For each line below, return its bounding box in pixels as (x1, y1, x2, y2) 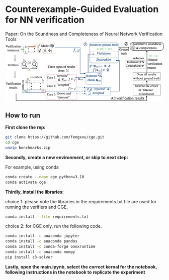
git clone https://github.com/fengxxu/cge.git (5, 134, 105, 140)
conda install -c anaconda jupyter (5, 233, 80, 239)
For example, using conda (5, 164, 59, 170)
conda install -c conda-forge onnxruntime (5, 244, 96, 249)
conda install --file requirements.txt (5, 214, 89, 219)
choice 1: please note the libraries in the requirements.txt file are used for (5, 198, 157, 204)
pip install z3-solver (5, 254, 53, 259)
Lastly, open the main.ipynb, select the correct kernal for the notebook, (5, 263, 157, 269)
